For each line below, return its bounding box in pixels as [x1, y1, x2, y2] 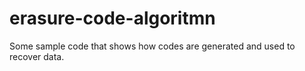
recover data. [9, 50, 65, 62]
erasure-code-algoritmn [9, 7, 216, 30]
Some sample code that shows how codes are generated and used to [9, 40, 296, 52]
